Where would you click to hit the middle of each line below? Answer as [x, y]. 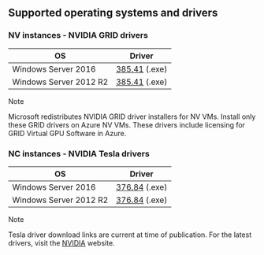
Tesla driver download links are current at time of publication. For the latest [130, 235]
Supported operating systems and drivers [113, 13]
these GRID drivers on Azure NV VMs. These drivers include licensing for [127, 124]
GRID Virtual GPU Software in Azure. [67, 133]
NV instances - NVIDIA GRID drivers [78, 35]
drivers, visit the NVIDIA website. [62, 242]
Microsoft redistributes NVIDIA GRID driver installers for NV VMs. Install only [132, 116]
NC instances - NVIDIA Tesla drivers [79, 153]
